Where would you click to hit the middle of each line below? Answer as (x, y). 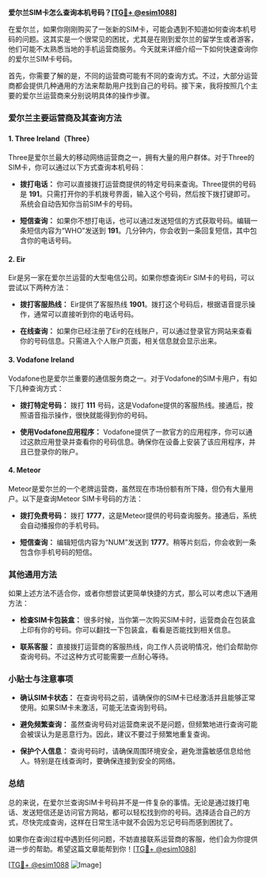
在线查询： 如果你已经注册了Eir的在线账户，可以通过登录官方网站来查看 (136, 331)
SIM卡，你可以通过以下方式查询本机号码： (77, 167)
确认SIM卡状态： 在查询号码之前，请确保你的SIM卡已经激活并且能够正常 (137, 698)
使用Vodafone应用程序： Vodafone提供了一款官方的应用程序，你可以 (133, 431)
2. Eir (17, 259)
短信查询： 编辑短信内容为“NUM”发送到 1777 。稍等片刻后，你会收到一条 (138, 542)
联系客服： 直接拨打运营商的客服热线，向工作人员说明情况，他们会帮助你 (139, 647)
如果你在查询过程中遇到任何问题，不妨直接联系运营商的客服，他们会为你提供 (133, 839)
